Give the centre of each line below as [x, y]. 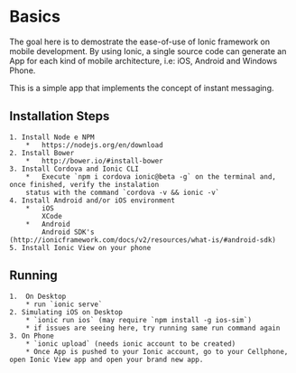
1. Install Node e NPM [52, 137]
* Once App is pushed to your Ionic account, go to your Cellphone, [157, 351]
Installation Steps [60, 116]
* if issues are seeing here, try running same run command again [153, 328]
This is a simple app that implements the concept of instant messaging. [142, 88]
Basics [35, 17]
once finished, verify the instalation [84, 184]
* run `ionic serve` [64, 304]
